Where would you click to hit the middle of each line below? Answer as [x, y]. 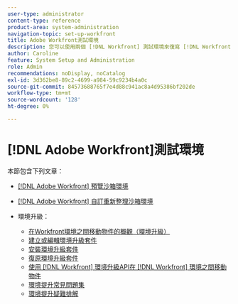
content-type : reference [44, 21]
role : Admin [25, 67]
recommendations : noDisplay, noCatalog [66, 73]
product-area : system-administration [63, 27]
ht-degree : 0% [28, 107]
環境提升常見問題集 [56, 284]
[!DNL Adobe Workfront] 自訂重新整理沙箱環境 [85, 201]
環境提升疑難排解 [53, 293]
